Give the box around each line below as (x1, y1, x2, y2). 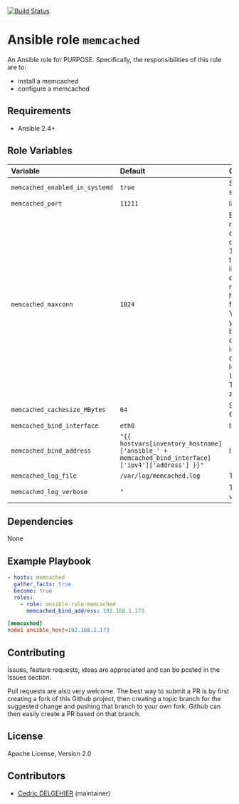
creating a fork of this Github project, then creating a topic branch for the (7, 695, 222, 703)
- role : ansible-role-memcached (20, 601, 116, 608)
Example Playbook (7, 555, 91, 567)
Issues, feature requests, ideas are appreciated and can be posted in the (7, 665, 221, 674)
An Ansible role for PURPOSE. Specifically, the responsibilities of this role (7, 55, 222, 64)
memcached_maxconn (11, 300, 73, 308)
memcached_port (11, 199, 63, 207)
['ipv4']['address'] (119, 461, 190, 469)
